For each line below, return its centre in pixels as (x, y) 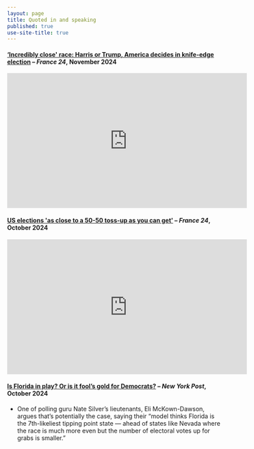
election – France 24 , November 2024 (62, 62)
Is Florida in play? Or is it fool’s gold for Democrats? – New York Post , (107, 386)
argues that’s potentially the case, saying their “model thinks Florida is (116, 416)
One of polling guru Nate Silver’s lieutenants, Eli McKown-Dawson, (111, 409)
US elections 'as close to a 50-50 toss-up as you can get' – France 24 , (109, 221)
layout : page (26, 13)
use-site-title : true (38, 33)
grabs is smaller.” (41, 438)
